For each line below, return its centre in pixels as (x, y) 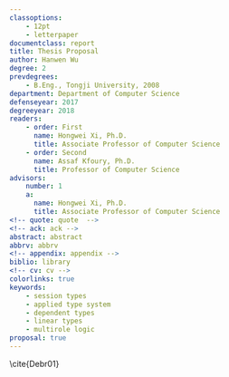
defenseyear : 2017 (44, 102)
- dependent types (60, 313)
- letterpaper (52, 34)
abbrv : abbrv (34, 246)
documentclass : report (52, 43)
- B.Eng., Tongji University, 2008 (93, 85)
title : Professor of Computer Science (106, 169)
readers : (26, 119)
